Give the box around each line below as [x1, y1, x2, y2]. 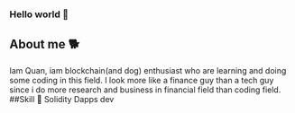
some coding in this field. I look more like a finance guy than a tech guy [9, 74, 274, 85]
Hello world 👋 [9, 8, 69, 21]
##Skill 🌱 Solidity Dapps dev [9, 93, 115, 104]
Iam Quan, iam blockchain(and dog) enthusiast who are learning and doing [9, 65, 287, 75]
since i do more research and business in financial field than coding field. [9, 84, 281, 95]
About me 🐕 [9, 37, 80, 52]
